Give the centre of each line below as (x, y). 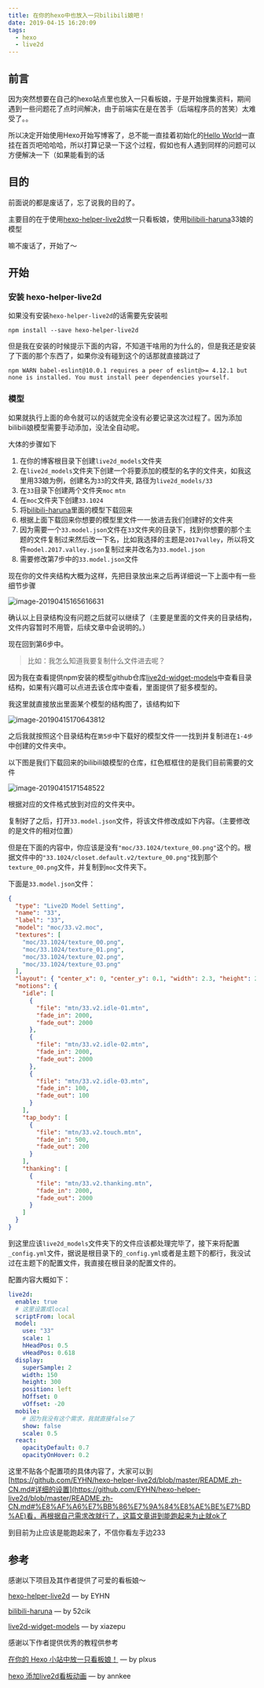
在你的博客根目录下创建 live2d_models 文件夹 (91, 461)
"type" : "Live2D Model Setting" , (70, 906)
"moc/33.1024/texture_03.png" (72, 964)
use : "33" (38, 1331)
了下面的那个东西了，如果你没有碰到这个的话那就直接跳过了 (104, 356)
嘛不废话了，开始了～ (42, 245)
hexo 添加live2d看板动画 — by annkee (70, 1675)
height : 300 (42, 1382)
